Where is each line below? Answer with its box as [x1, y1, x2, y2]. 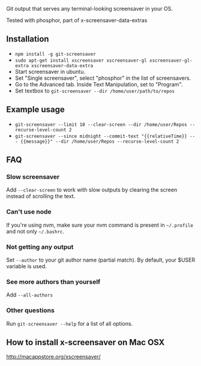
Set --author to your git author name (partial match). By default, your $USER [6, 256, 196, 263]
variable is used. [6, 262, 47, 269]
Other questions [6, 306, 55, 314]
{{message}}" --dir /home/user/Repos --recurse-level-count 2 [20, 138, 179, 145]
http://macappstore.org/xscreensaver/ [6, 353, 101, 361]
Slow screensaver [6, 172, 60, 181]
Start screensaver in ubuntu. [14, 68, 86, 75]
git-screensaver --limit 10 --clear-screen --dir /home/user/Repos [14, 121, 187, 128]
